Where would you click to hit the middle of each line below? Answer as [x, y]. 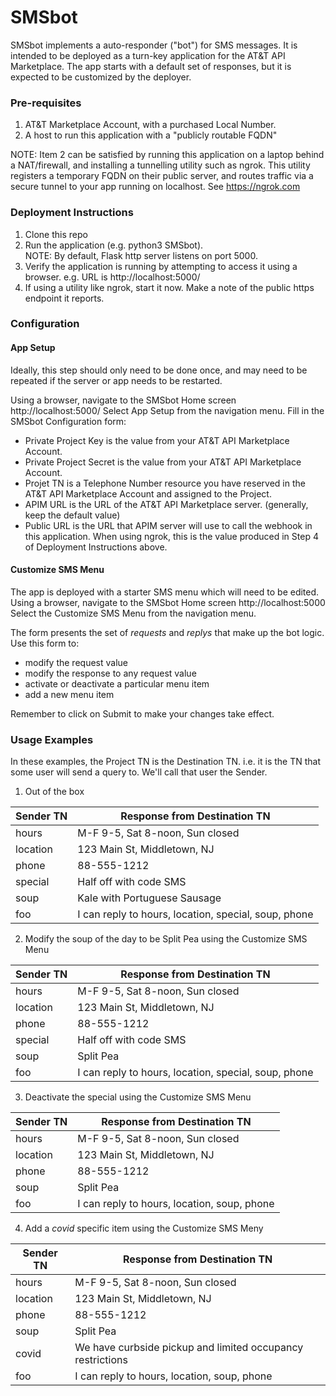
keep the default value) [72, 515]
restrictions [101, 1360]
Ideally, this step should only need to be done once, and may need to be [159, 370]
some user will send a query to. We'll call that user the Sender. [139, 772]
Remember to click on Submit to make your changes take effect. [142, 713]
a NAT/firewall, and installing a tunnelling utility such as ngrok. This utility [160, 165]
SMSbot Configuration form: [68, 421]
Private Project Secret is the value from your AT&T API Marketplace [163, 462]
